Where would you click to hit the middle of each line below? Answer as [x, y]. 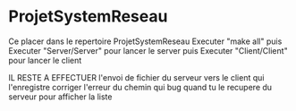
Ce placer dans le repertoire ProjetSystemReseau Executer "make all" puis [145, 41]
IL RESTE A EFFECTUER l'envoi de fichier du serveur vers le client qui [136, 77]
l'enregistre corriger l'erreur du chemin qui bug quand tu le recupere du [140, 87]
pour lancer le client [45, 60]
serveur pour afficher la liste [60, 97]
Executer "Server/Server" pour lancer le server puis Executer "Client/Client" [148, 50]
